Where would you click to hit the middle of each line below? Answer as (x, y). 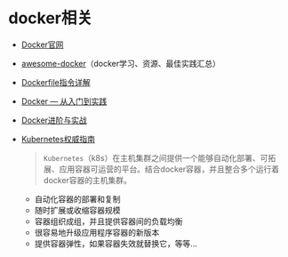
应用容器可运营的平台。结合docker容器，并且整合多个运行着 (169, 169)
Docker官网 (42, 44)
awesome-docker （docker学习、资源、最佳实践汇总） (121, 63)
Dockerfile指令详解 (56, 82)
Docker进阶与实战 (54, 120)
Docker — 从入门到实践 (64, 101)
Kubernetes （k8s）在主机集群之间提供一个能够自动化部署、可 (156, 157)
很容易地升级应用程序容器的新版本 (97, 232)
